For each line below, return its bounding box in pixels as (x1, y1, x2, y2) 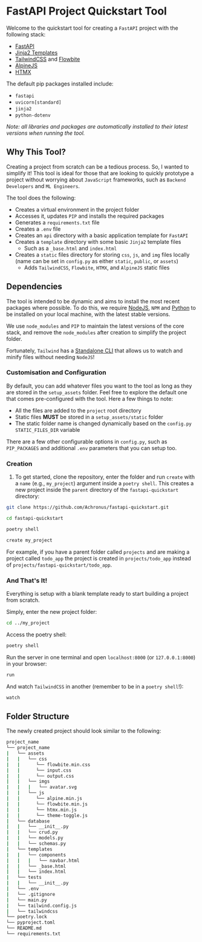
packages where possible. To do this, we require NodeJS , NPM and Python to (6, 304, 197, 311)
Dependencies (6, 281, 62, 292)
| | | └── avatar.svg (6, 784, 77, 790)
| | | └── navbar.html (6, 857, 80, 864)
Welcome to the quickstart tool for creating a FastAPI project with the (6, 24, 178, 32)
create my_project (6, 537, 53, 543)
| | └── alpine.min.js (6, 796, 83, 802)
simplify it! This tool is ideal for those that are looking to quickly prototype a (6, 169, 194, 177)
